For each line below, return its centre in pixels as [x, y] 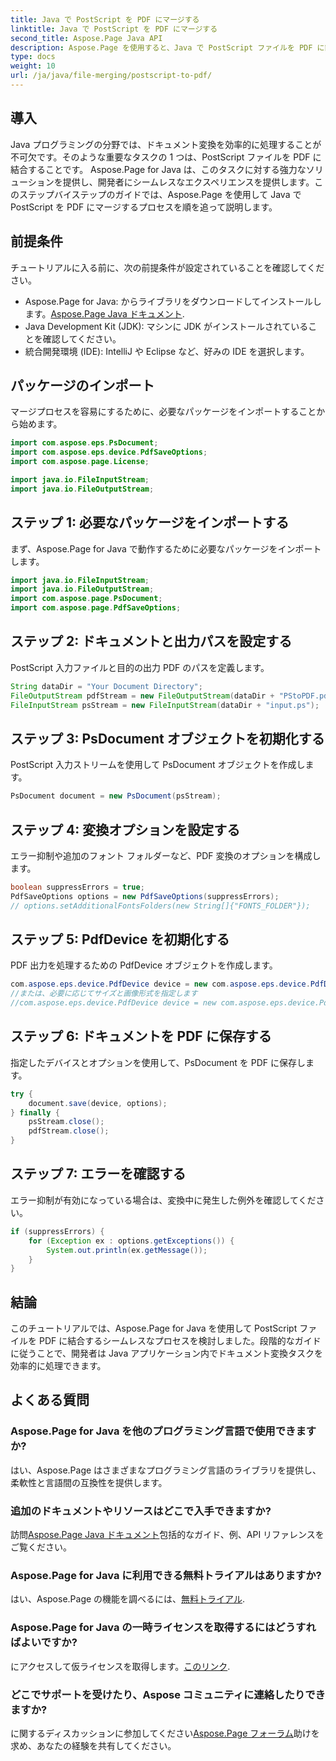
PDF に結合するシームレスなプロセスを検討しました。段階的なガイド [180, 1341]
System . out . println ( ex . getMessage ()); [127, 1250]
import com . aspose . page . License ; [80, 462]
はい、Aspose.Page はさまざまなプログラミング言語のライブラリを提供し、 [166, 1470]
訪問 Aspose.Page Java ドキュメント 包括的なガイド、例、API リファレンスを [167, 1535]
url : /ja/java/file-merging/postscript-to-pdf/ [111, 76]
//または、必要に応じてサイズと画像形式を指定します [104, 994]
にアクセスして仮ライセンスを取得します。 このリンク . [120, 1666]
